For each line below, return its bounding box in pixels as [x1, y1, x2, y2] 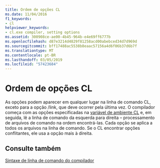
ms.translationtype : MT [5, 48, 54, 53]
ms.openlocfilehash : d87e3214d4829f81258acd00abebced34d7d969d [5, 39, 137, 44]
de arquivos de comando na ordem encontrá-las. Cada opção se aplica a [5, 120, 153, 126]
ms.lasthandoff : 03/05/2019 [5, 57, 63, 62]
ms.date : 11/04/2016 [5, 12, 48, 17]
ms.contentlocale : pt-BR [5, 52, 56, 58]
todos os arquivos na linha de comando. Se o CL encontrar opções [5, 125, 140, 131]
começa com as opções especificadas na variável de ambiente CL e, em [5, 110, 152, 116]
